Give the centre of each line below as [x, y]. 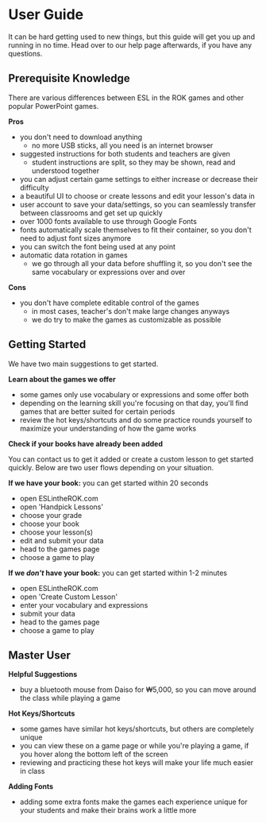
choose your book [49, 524]
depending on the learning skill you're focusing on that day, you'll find [134, 403]
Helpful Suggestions [43, 674]
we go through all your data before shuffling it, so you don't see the [142, 263]
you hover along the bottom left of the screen [94, 754]
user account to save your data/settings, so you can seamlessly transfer [138, 204]
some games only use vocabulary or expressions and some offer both [134, 394]
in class [32, 771]
